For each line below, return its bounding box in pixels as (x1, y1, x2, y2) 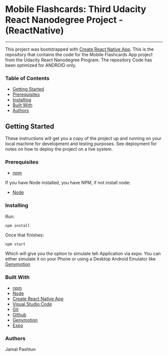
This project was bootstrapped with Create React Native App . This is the (5, 46, 154, 52)
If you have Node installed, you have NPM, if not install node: (5, 180, 131, 186)
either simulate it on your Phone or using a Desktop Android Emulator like (5, 256, 156, 262)
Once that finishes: (5, 232, 44, 238)
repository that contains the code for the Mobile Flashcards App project (5, 51, 153, 57)
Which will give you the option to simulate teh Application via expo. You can (5, 250, 161, 257)
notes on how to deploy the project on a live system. (5, 146, 113, 152)
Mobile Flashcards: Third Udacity (5, 4, 146, 15)
